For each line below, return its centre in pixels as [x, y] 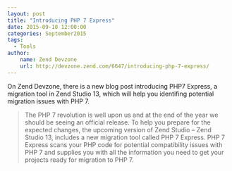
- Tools [25, 46]
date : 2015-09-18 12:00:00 [47, 27]
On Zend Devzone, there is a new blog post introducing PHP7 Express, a [112, 86]
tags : [15, 40]
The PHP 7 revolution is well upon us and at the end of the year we [121, 115]
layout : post [26, 14]
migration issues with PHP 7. [48, 101]
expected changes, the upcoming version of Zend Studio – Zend [118, 129]
